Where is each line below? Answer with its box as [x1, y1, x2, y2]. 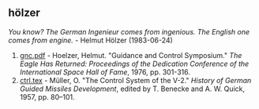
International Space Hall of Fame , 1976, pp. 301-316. [19, 67, 191, 77]
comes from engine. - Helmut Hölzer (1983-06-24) [8, 35, 174, 45]
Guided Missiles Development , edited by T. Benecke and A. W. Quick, [19, 84, 246, 93]
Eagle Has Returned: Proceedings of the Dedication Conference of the [19, 59, 250, 68]
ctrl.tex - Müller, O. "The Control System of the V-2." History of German [19, 75, 252, 85]
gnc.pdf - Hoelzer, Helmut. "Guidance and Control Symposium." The [19, 50, 242, 60]
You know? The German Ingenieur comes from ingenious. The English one [8, 27, 250, 36]
